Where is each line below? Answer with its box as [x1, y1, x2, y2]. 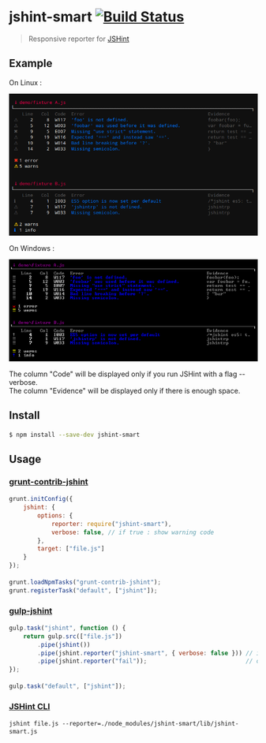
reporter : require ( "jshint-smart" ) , [51, 520, 172, 528]
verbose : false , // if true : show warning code [51, 528, 215, 536]
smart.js [9, 728, 38, 736]
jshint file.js [9, 720, 59, 728]
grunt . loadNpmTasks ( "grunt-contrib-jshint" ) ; [9, 578, 161, 586]
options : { [37, 511, 73, 520]
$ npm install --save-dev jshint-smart [9, 431, 140, 439]
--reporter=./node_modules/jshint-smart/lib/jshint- [62, 720, 239, 728]
